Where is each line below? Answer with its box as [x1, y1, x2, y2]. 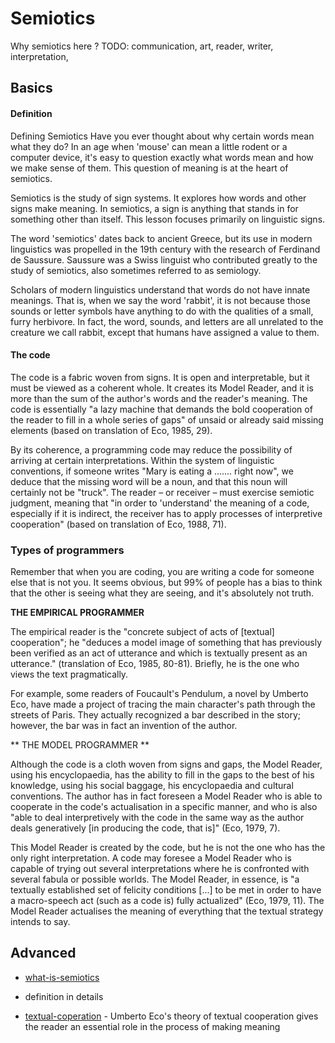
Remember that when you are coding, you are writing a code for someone [10, 566, 315, 578]
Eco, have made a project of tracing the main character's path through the [10, 698, 316, 711]
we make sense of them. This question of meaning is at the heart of [10, 162, 289, 174]
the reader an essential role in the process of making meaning [24, 1020, 281, 1032]
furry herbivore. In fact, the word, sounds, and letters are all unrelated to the [10, 315, 324, 327]
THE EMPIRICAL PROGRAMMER [10, 607, 145, 619]
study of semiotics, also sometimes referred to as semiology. [10, 264, 262, 276]
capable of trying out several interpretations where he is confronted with [10, 863, 310, 875]
